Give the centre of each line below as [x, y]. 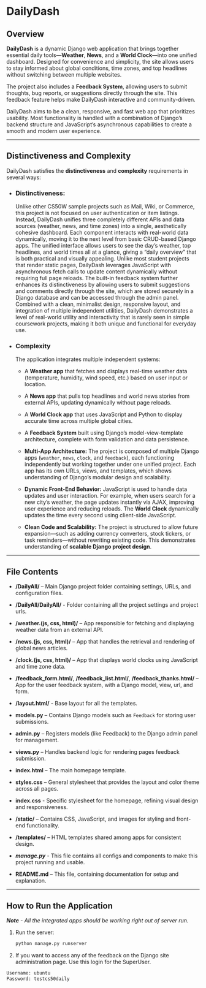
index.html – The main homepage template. [71, 770]
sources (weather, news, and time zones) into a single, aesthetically [101, 226]
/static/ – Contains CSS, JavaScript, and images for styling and [95, 819]
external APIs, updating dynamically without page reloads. [98, 403]
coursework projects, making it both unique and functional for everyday [106, 324]
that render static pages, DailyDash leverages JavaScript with [93, 265]
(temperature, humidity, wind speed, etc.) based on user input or [106, 378]
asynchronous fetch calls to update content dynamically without [96, 272]
